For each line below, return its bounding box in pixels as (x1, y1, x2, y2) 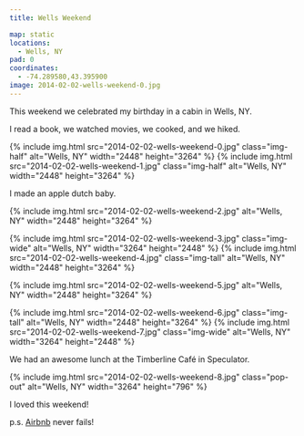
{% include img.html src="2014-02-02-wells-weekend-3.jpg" (9, 233, 240, 244)
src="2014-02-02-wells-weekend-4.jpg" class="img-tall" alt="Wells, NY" (9, 252, 286, 263)
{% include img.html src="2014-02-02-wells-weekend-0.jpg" (9, 140, 240, 151)
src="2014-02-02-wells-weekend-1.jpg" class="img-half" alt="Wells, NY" (9, 161, 287, 171)
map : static (9, 29, 55, 39)
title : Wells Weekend (9, 13, 92, 23)
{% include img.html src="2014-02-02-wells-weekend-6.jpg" (9, 306, 240, 317)
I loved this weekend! (9, 399, 89, 410)
